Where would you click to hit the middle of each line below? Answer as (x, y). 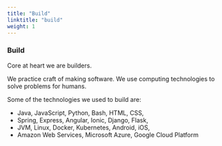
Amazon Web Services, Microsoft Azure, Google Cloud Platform (108, 134)
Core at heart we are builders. (49, 65)
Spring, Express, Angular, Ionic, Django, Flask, (82, 120)
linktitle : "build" (35, 20)
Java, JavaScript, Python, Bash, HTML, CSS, (80, 113)
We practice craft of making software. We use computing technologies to (111, 79)
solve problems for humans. (47, 86)
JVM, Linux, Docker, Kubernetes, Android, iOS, (83, 127)
